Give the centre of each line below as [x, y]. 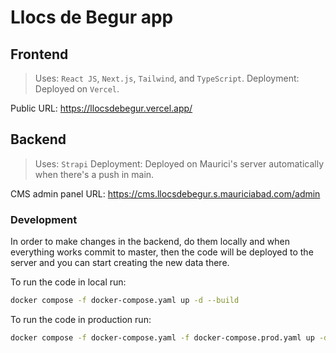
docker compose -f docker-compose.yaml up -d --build [125, 301]
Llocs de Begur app [92, 17]
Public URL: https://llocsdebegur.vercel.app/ [101, 108]
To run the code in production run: [81, 319]
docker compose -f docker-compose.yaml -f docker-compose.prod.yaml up [162, 337]
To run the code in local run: [68, 282]
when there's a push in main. [94, 174]
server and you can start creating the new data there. [120, 263]
